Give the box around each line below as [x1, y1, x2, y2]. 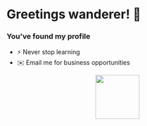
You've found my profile [6, 32, 91, 42]
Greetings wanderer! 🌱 [6, 6, 141, 23]
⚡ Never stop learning [16, 48, 80, 56]
